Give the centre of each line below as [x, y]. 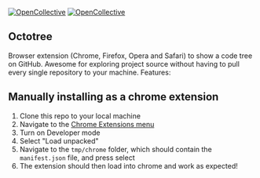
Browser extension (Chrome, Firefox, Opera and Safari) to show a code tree [130, 56]
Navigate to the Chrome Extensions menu [87, 124]
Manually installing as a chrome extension [114, 97]
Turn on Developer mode [60, 133]
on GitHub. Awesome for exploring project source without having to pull [124, 64]
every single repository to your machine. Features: [90, 72]
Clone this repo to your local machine [80, 116]
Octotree [30, 36]
